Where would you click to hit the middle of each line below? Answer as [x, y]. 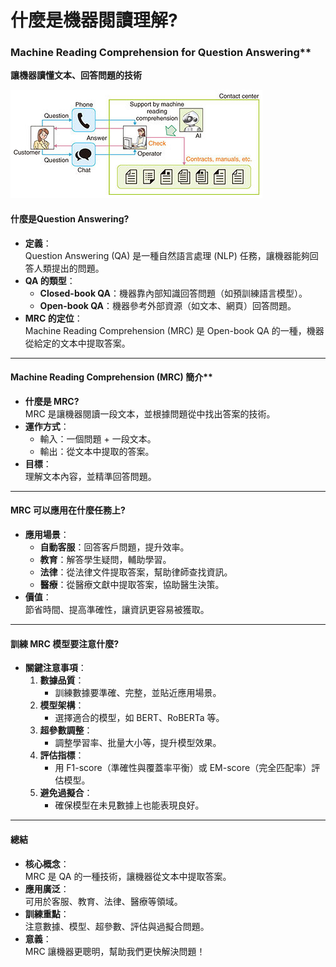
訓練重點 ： [47, 913]
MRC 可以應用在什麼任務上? [68, 510]
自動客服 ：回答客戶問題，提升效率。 [114, 547]
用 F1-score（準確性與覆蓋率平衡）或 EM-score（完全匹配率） [183, 768]
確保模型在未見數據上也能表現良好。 [129, 805]
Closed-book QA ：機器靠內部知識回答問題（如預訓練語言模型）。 [173, 293]
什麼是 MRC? [52, 401]
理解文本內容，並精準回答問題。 [90, 476]
